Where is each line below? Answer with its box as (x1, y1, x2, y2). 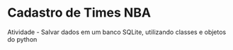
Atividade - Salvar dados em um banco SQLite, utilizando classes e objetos (7, 28, 227, 36)
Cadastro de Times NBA (7, 5, 151, 21)
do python (7, 35, 38, 43)
